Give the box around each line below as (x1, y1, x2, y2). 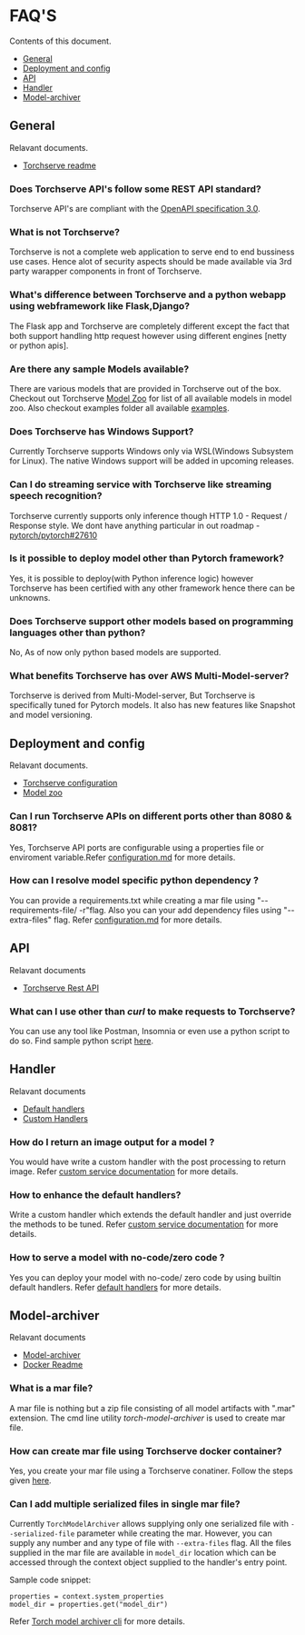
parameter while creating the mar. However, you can (76, 1528, 272, 1539)
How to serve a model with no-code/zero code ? (9, 1251, 225, 1264)
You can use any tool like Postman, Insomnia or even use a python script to (9, 1025, 290, 1036)
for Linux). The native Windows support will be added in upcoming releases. (9, 455, 295, 466)
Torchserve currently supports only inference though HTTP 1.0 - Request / (9, 510, 288, 521)
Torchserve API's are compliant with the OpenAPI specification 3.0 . (9, 204, 261, 214)
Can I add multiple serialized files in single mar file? (9, 1497, 241, 1510)
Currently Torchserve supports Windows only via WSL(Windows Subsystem (9, 446, 294, 457)
